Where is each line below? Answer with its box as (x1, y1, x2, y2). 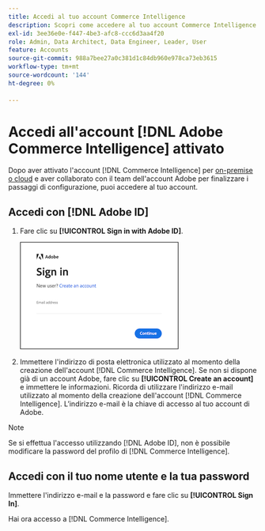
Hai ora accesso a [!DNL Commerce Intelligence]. (8, 514, 170, 524)
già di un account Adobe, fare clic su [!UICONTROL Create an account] (19, 374, 254, 383)
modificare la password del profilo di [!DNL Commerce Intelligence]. (8, 446, 230, 456)
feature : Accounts (8, 46, 69, 55)
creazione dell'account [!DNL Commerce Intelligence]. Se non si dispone (19, 366, 257, 375)
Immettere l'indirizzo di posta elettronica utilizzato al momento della (19, 357, 240, 367)
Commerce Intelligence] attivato (8, 139, 225, 157)
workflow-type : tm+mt (8, 63, 80, 71)
